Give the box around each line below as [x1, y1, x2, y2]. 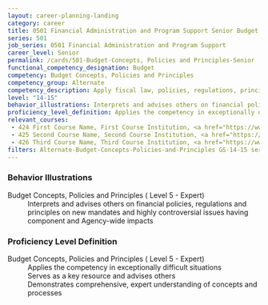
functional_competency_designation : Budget [7, 64, 155, 72]
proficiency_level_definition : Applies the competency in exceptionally [7, 109, 255, 117]
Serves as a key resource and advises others [27, 271, 176, 280]
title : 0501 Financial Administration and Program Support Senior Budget [7, 26, 259, 34]
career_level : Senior [7, 49, 80, 57]
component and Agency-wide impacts [27, 215, 154, 225]
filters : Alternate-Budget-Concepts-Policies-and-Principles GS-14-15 [7, 146, 248, 154]
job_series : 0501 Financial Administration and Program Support [7, 42, 226, 50]
